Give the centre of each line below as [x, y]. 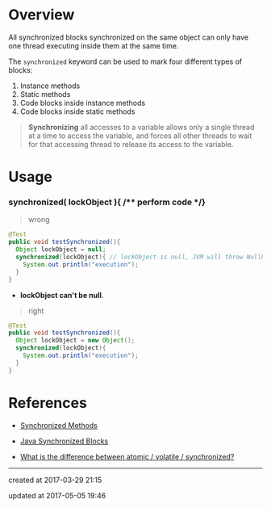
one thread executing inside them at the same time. [94, 45]
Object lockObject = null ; [61, 250]
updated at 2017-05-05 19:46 [57, 495]
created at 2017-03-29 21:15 [55, 480]
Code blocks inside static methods [77, 111]
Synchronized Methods [59, 425]
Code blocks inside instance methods [83, 103]
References [48, 403]
